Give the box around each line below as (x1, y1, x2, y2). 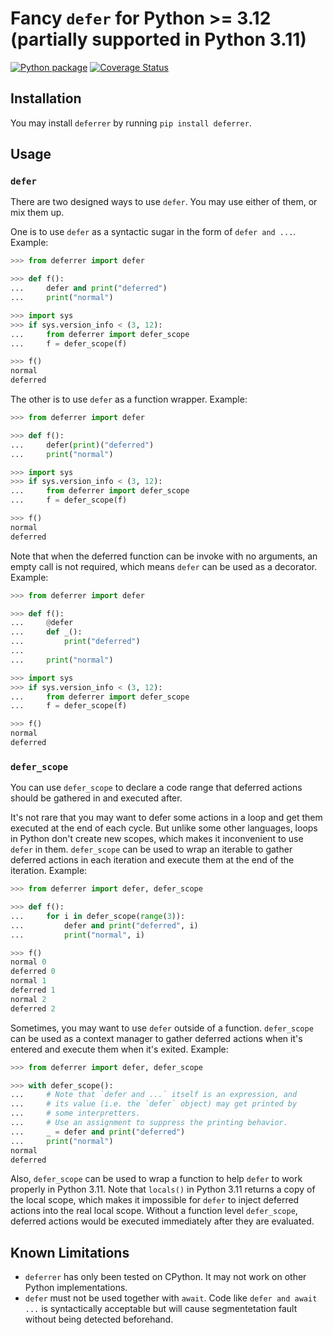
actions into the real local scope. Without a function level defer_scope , (10, 1205, 298, 1217)
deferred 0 (10, 967, 56, 977)
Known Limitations (10, 1244, 130, 1261)
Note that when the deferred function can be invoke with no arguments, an (10, 550, 318, 562)
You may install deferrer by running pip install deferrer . (10, 117, 252, 129)
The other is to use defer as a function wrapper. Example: (10, 393, 248, 406)
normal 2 (10, 994, 47, 1004)
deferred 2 (10, 1003, 56, 1014)
